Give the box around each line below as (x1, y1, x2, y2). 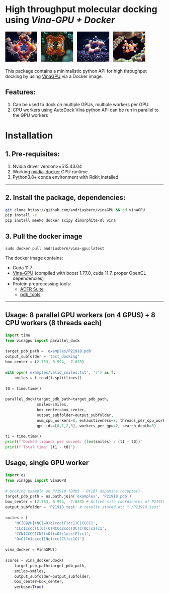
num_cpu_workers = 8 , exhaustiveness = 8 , (37, 418, 118, 423)
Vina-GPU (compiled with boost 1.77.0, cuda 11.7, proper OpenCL (12, 270, 146, 276)
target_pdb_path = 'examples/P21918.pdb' (5, 349, 94, 354)
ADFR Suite (20, 286, 44, 292)
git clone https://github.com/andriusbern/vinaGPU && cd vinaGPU (5, 207, 145, 213)
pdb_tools (20, 291, 41, 298)
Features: (5, 88, 36, 96)
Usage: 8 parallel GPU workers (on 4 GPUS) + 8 (5, 311, 156, 319)
